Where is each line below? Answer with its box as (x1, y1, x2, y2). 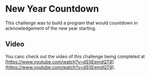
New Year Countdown (5, 3, 99, 15)
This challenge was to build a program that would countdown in (5, 20, 138, 26)
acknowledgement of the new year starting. (5, 25, 96, 31)
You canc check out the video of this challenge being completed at (5, 53, 145, 59)
